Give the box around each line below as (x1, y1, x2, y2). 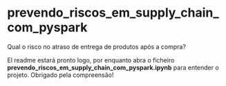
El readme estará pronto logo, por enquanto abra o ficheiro (7, 55, 175, 64)
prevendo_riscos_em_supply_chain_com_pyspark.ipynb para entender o (7, 63, 219, 71)
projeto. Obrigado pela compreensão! (7, 71, 114, 79)
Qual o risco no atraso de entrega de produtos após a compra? (7, 42, 187, 51)
